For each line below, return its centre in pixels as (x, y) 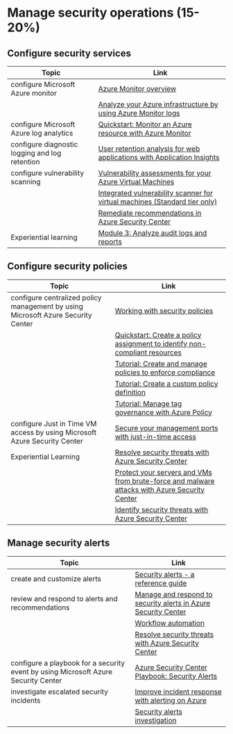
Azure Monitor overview (137, 89)
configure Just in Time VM (54, 423)
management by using (47, 306)
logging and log (36, 153)
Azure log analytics (42, 133)
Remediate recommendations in (150, 213)
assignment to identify (151, 343)
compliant (131, 352)
